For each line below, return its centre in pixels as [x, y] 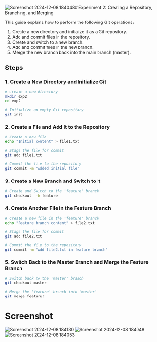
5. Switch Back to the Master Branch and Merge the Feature [77, 262]
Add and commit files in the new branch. [53, 47]
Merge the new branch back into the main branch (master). [71, 52]
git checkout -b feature [31, 196]
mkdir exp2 [16, 96]
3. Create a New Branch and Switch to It [53, 181]
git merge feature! [25, 296]
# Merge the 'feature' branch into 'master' [51, 292]
